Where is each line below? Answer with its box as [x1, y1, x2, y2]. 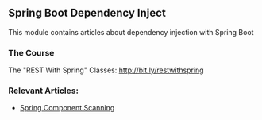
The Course [8, 47, 55, 58]
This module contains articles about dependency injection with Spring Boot [8, 27, 254, 37]
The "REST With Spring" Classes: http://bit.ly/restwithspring [8, 65, 204, 75]
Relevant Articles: [8, 85, 79, 96]
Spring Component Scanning [19, 103, 115, 113]
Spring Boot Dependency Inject [8, 6, 167, 20]
